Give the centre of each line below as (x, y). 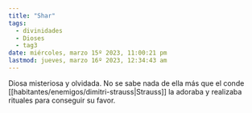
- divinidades (39, 30)
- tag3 (27, 46)
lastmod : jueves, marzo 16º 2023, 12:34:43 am (88, 61)
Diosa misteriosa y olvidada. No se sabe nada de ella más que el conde (126, 83)
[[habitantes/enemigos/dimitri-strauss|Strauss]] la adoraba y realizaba (125, 91)
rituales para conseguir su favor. (62, 100)
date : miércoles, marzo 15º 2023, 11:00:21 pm (88, 53)
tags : (17, 23)
